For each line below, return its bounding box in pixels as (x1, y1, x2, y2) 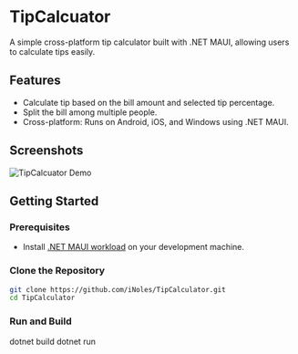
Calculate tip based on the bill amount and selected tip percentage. (22, 97, 275, 108)
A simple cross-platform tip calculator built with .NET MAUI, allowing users (9, 36, 290, 47)
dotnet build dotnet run (9, 336, 96, 347)
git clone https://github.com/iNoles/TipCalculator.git (9, 285, 226, 294)
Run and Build (9, 315, 73, 328)
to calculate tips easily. (9, 46, 96, 57)
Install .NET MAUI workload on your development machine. (22, 242, 244, 253)
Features (9, 73, 61, 88)
